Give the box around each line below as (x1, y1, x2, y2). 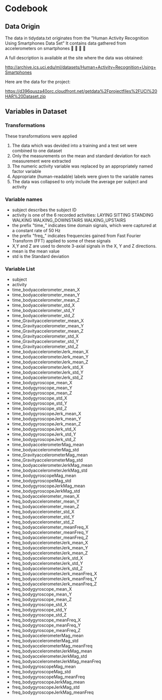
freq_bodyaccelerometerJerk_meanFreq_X (12, 571, 97, 577)
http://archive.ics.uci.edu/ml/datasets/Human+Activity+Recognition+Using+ (5, 64, 156, 70)
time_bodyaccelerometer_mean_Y (12, 292, 80, 298)
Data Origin (5, 22, 40, 31)
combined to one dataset (12, 148, 62, 154)
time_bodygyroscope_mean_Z (12, 390, 73, 396)
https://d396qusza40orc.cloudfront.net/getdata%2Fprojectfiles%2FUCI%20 (5, 88, 158, 94)
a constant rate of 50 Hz (12, 227, 61, 233)
